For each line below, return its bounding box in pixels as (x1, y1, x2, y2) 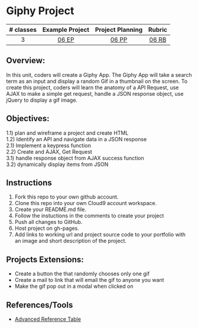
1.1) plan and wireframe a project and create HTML (6, 129, 129, 137)
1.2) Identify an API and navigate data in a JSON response (6, 135, 147, 142)
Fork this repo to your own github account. (14, 193, 119, 200)
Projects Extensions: (6, 254, 84, 264)
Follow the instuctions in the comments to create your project (14, 212, 164, 219)
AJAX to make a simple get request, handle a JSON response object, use (6, 90, 184, 97)
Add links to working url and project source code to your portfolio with (14, 231, 186, 238)
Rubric (148, 25, 167, 34)
